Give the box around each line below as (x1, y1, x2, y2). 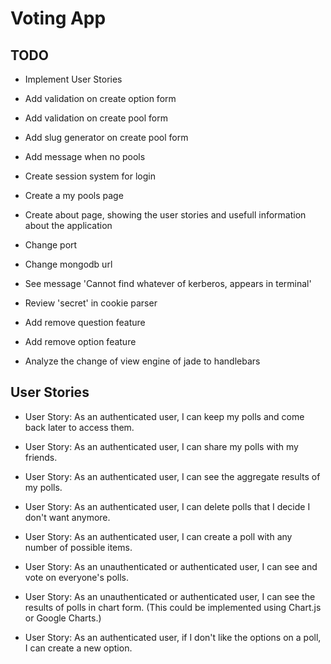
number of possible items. (24, 541, 133, 553)
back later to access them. (24, 421, 135, 433)
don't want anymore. (24, 511, 111, 523)
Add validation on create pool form (24, 112, 168, 124)
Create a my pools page (24, 190, 124, 201)
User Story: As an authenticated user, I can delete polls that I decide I (24, 500, 311, 512)
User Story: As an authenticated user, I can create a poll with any (24, 530, 293, 542)
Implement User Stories (24, 73, 123, 85)
